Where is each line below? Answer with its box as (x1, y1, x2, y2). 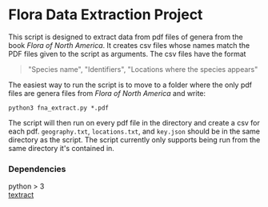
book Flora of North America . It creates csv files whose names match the (8, 40, 250, 50)
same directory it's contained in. (8, 143, 114, 153)
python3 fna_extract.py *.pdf (8, 104, 110, 112)
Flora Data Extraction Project (8, 6, 203, 24)
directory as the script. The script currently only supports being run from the (8, 134, 261, 145)
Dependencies (8, 163, 66, 174)
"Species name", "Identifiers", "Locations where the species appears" (27, 64, 258, 74)
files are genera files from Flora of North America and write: (8, 88, 206, 98)
